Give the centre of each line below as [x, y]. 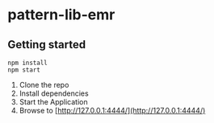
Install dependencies [54, 93]
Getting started [47, 45]
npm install [27, 63]
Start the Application [53, 102]
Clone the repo [44, 85]
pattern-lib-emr [61, 15]
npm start [24, 70]
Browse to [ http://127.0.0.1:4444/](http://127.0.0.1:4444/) [112, 111]
